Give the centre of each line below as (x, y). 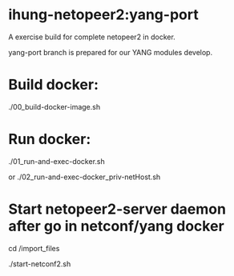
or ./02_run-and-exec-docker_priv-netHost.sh (85, 177)
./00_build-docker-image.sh (54, 106)
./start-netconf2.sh (40, 264)
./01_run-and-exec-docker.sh (57, 161)
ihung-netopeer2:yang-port (103, 15)
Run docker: (50, 140)
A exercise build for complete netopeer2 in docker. (92, 37)
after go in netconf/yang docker (116, 226)
